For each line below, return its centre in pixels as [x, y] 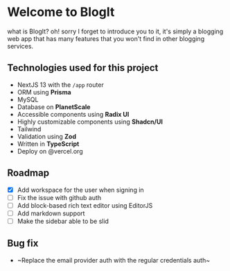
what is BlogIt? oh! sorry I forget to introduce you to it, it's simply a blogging [115, 31]
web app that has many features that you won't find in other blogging [106, 38]
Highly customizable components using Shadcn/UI [90, 122]
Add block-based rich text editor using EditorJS [85, 205]
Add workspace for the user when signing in [80, 190]
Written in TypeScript [48, 144]
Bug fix [23, 244]
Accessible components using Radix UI [73, 114]
